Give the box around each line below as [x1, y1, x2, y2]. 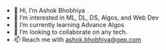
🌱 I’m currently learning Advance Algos [13, 21, 125, 28]
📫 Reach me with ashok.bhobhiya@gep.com [13, 36, 142, 43]
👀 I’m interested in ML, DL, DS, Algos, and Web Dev [13, 14, 159, 22]
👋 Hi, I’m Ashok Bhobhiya [13, 7, 86, 14]
